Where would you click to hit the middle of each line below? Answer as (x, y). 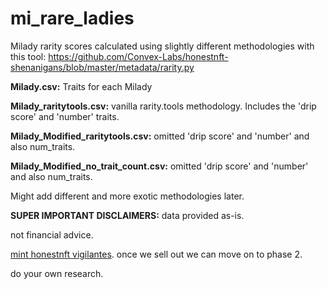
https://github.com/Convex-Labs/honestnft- (138, 56)
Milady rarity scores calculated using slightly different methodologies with (162, 46)
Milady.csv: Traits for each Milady (81, 86)
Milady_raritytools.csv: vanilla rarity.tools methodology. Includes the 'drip (163, 106)
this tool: (28, 56)
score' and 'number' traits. (65, 116)
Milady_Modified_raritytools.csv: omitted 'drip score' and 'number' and (160, 136)
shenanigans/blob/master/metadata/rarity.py (102, 67)
